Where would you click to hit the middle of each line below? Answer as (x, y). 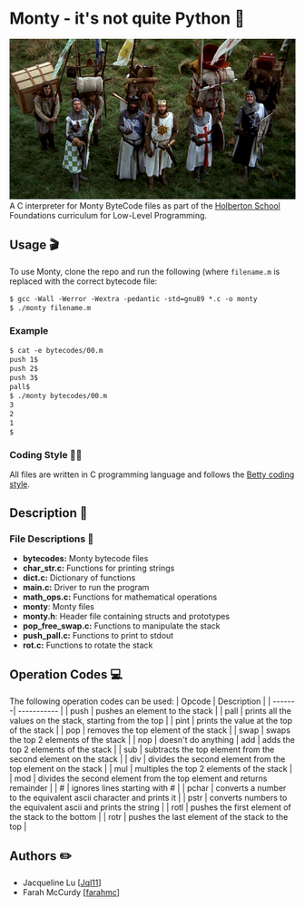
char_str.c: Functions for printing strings (98, 568)
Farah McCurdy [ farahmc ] (71, 892)
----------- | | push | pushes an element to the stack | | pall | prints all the (155, 710)
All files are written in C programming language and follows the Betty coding (152, 474)
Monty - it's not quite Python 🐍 (127, 19)
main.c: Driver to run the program (86, 587)
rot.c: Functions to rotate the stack (88, 645)
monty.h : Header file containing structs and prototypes (126, 616)
